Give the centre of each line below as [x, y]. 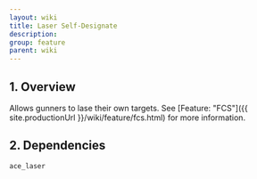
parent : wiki [33, 51]
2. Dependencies [58, 146]
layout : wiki [33, 17]
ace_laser [28, 166]
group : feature [37, 42]
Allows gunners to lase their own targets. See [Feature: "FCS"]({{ [128, 108]
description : [33, 34]
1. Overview [42, 87]
